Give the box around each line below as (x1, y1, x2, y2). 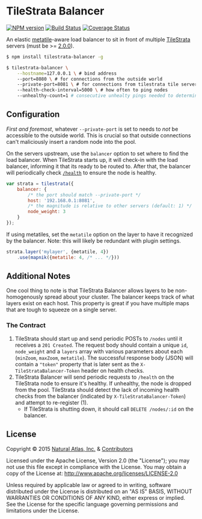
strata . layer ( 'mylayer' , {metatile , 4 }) (6, 249, 109, 255)
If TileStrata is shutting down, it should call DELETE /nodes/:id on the (23, 405, 194, 412)
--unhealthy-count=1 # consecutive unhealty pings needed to (17, 93, 173, 99)
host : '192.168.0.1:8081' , (28, 197, 96, 204)
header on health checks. (81, 367, 144, 374)
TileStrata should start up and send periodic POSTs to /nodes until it (14, 335, 183, 342)
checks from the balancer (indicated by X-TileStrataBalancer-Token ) (14, 393, 186, 400)
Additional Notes (6, 271, 71, 281)
